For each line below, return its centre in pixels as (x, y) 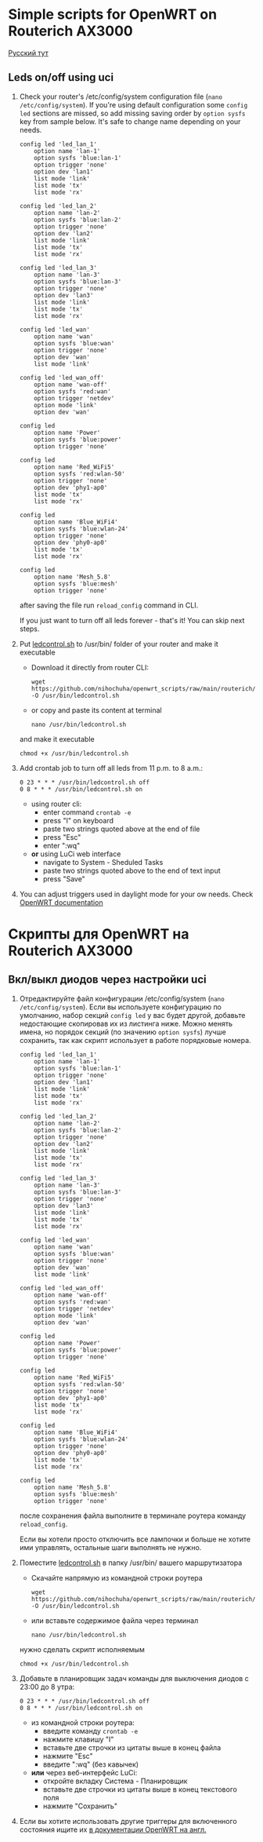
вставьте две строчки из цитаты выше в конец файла (132, 1747)
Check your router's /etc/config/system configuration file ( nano (121, 97)
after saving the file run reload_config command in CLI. (109, 605)
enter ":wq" (61, 845)
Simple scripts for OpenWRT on (113, 15)
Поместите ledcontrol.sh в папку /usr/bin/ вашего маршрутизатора (131, 1563)
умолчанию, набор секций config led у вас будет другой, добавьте (132, 1015)
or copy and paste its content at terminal (96, 710)
